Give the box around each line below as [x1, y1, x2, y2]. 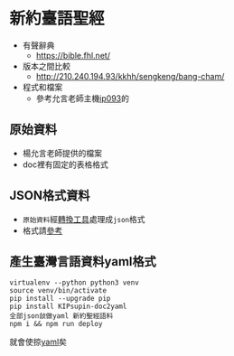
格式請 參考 [22, 225, 63, 236]
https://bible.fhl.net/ [35, 50, 111, 61]
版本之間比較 [22, 61, 70, 71]
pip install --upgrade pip [9, 295, 111, 304]
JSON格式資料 [9, 188, 90, 203]
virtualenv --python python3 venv [9, 278, 140, 287]
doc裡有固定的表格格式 [22, 159, 108, 170]
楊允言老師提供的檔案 [22, 147, 102, 158]
